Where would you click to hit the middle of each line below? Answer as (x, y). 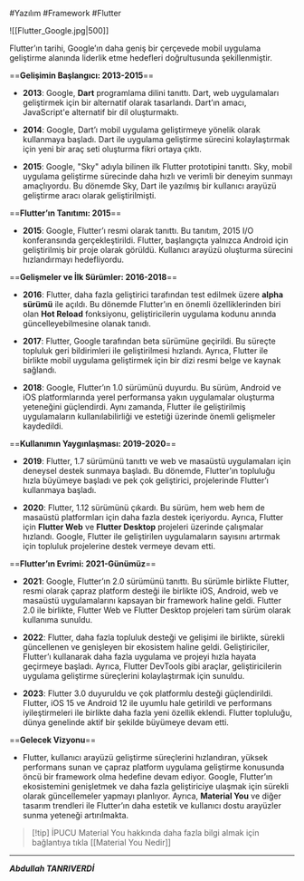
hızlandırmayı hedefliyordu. (73, 259)
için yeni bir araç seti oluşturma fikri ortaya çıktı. (112, 149)
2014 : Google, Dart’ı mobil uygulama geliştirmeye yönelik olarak (141, 130)
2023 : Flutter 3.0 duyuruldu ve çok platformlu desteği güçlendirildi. (147, 693)
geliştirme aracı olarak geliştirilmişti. (89, 195)
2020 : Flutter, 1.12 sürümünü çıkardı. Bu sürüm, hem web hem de (143, 508)
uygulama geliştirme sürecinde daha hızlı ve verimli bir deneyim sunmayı (157, 176)
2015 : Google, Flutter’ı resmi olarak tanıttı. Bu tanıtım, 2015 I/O (138, 231)
